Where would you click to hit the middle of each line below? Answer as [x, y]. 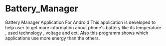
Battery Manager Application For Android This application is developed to [81, 22]
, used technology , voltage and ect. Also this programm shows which [77, 33]
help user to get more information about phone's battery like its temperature [83, 27]
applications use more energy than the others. [53, 38]
